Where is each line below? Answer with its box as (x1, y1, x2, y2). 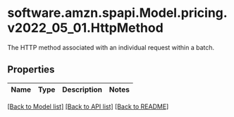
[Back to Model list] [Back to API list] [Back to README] (7, 102, 169, 111)
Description (62, 85, 102, 94)
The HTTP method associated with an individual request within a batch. (7, 43, 215, 51)
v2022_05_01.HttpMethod (7, 20, 164, 36)
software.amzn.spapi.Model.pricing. (7, 5, 228, 21)
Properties (7, 63, 55, 75)
